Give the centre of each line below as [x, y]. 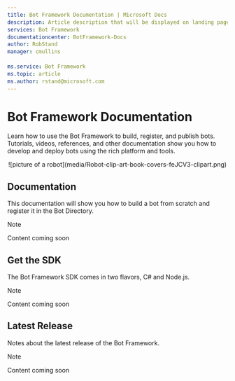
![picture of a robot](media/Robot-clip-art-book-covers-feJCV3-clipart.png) [117, 165]
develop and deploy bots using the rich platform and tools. [91, 151]
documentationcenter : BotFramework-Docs [67, 37]
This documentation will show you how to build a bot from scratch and [108, 204]
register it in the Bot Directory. [51, 211]
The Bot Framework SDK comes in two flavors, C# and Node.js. [99, 277]
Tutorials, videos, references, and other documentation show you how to [112, 144]
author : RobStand [33, 44]
